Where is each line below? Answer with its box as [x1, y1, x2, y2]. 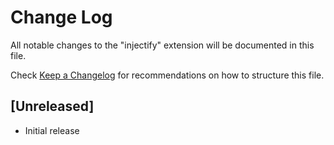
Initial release [24, 124, 80, 136]
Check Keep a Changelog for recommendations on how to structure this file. [10, 69, 325, 81]
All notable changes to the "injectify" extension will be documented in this [10, 39, 315, 51]
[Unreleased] [10, 98, 95, 115]
